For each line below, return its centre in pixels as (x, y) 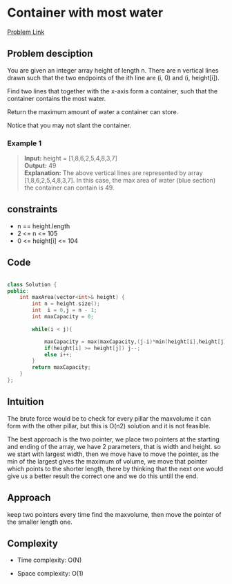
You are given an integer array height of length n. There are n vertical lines (113, 70)
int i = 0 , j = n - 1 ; (65, 310)
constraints (32, 209)
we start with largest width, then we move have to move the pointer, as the (113, 454)
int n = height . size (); (66, 304)
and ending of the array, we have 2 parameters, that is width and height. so (114, 446)
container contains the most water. (57, 98)
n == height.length (43, 226)
